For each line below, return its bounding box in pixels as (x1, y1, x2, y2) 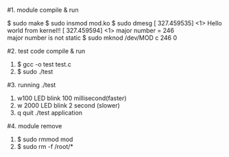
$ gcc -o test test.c (16, 60, 72, 68)
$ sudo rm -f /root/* (16, 143, 74, 150)
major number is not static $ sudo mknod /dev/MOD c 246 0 (7, 34, 177, 42)
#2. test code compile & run (7, 47, 86, 55)
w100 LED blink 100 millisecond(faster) (16, 94, 127, 102)
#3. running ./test (7, 81, 56, 88)
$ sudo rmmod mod (16, 135, 73, 143)
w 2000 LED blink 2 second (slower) (16, 101, 120, 109)
